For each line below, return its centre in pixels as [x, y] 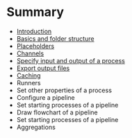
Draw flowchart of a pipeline [57, 112]
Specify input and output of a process [71, 60]
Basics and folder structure [55, 38]
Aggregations [36, 127]
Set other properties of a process [64, 90]
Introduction [34, 31]
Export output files [43, 68]
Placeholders [35, 46]
